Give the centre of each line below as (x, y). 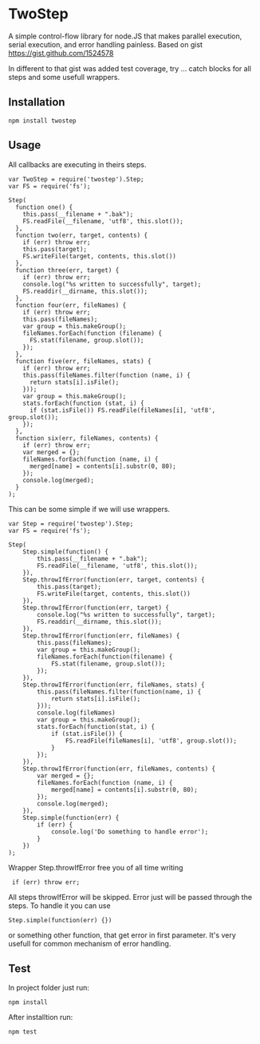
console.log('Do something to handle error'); (130, 832)
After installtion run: (41, 1018)
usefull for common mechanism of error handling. (90, 943)
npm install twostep (43, 121)
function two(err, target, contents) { (82, 235)
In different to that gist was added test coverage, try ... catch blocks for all (130, 68)
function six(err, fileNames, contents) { (87, 438)
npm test (23, 1032)
